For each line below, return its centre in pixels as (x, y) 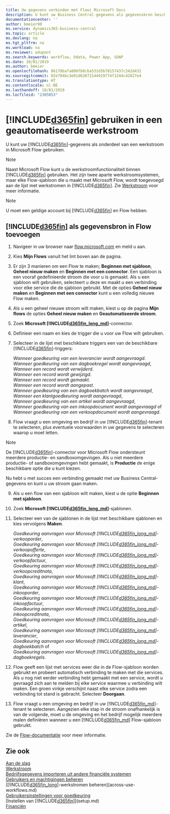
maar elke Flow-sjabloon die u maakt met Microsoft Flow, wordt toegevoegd (85, 180)
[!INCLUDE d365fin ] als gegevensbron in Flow (79, 227)
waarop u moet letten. (36, 433)
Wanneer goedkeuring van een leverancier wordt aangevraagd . (79, 358)
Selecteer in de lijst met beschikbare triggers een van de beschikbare (85, 343)
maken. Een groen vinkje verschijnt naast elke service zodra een (80, 688)
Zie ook (18, 751)
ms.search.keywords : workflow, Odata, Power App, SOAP (65, 57)
